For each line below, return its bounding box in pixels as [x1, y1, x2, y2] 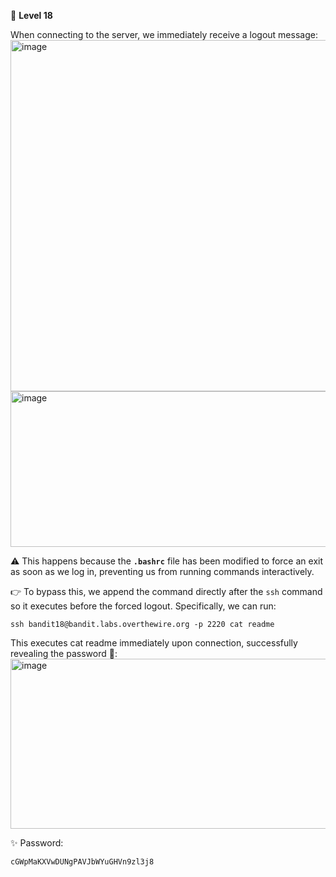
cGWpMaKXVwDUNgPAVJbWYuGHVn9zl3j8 [10, 857, 155, 867]
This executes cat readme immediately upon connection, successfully [10, 637, 298, 649]
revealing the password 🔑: [10, 648, 118, 659]
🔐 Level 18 [10, 10, 53, 21]
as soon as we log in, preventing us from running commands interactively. [10, 566, 315, 577]
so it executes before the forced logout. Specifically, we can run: [10, 600, 277, 612]
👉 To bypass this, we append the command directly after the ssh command [10, 586, 323, 597]
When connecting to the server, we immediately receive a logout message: [10, 29, 318, 40]
